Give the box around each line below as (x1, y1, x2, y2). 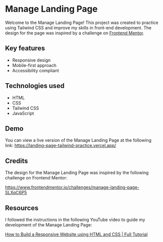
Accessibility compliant (12, 67, 59, 73)
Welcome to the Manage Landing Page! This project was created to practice (5, 20, 159, 25)
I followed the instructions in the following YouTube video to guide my (5, 217, 145, 222)
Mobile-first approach (12, 62, 57, 68)
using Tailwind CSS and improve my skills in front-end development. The (5, 24, 152, 30)
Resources (5, 204, 39, 212)
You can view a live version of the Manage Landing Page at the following (5, 137, 152, 143)
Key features (5, 44, 45, 52)
